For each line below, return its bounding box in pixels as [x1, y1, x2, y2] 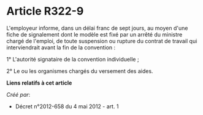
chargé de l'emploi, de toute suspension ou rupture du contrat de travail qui [6, 37, 197, 44]
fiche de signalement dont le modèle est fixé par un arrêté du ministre [6, 30, 183, 38]
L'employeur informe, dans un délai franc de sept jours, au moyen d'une [6, 24, 188, 32]
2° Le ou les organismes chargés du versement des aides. [6, 67, 153, 74]
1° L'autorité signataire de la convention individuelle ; [6, 55, 139, 63]
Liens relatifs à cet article [6, 79, 72, 86]
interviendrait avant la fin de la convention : [6, 44, 116, 51]
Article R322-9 [6, 4, 84, 18]
